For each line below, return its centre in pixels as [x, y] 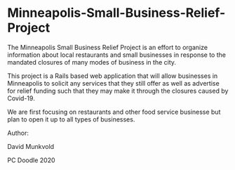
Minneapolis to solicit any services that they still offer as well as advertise [113, 83]
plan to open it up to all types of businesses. [71, 119]
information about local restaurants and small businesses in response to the [117, 55]
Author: [18, 133]
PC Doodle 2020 [31, 160]
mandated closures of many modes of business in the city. [92, 62]
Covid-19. [21, 98]
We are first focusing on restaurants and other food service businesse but [114, 112]
